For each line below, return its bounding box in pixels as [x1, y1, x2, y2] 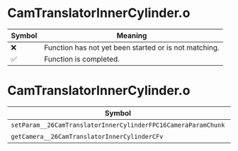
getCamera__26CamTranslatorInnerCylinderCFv [11, 133, 164, 140]
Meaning [116, 30, 147, 40]
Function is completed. [43, 54, 120, 64]
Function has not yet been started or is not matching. [43, 43, 220, 52]
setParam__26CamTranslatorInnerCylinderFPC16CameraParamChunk [11, 121, 225, 129]
